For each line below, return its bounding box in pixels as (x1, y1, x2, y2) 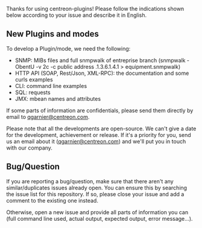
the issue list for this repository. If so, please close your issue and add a (6, 190, 185, 198)
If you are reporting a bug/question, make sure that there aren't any (6, 177, 174, 185)
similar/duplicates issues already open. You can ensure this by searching (6, 184, 188, 191)
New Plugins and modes (6, 29, 99, 39)
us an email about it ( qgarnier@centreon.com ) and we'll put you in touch (6, 138, 186, 145)
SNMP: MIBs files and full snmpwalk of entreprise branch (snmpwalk (14, 57, 186, 64)
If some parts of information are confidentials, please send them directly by (6, 107, 194, 114)
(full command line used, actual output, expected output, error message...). (6, 215, 193, 222)
